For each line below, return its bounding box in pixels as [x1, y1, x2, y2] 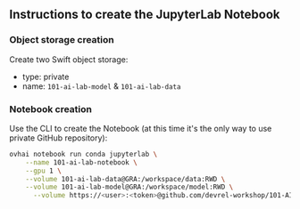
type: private [21, 71, 70, 82]
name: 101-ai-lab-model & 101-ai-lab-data [21, 80, 181, 92]
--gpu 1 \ [25, 166, 62, 175]
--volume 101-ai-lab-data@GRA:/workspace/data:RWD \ [25, 174, 226, 183]
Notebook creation [9, 102, 92, 115]
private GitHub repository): [9, 133, 108, 143]
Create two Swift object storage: [9, 53, 129, 65]
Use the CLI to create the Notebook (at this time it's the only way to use [9, 123, 272, 133]
